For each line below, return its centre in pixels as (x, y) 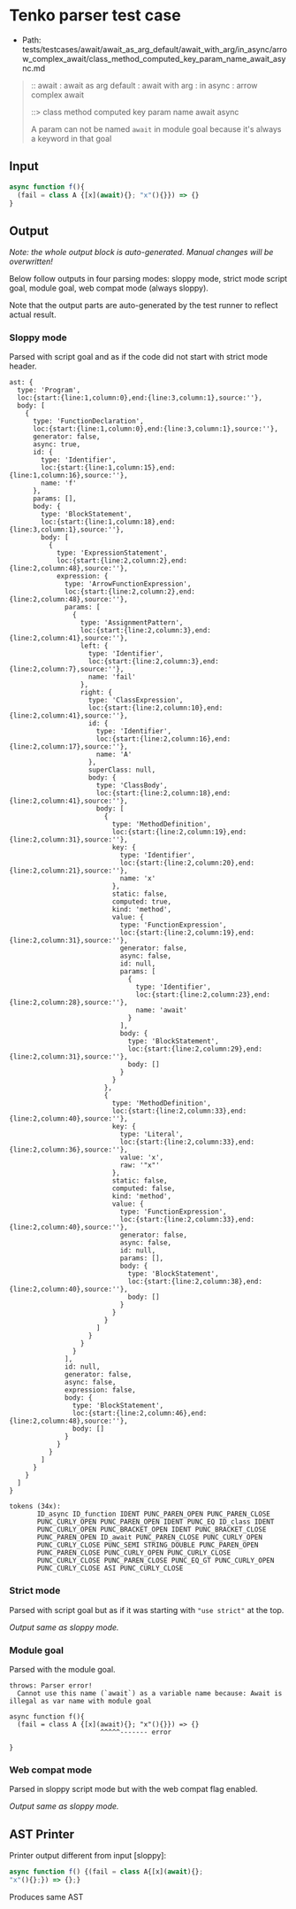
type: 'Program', (49, 391)
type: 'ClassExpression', (136, 701)
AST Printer (42, 1834)
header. (23, 366)
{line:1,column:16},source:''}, (68, 476)
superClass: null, (122, 770)
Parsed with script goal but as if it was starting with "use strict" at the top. (147, 1610)
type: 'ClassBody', (132, 786)
